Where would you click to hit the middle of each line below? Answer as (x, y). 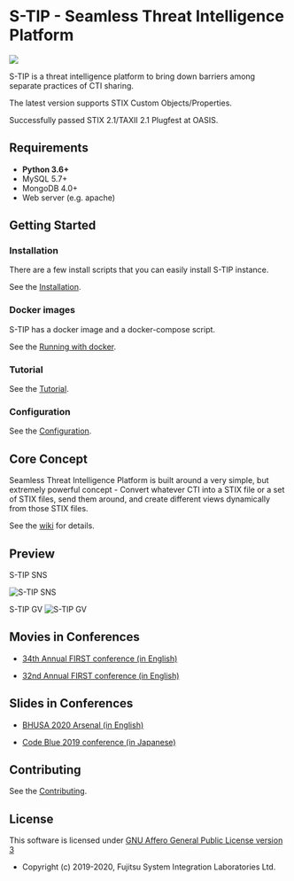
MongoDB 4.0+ (50, 188)
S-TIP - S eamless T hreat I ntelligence (147, 16)
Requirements (49, 148)
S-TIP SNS (28, 574)
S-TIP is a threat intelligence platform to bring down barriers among (132, 76)
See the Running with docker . (63, 347)
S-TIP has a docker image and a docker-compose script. (112, 329)
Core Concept (49, 459)
